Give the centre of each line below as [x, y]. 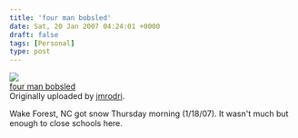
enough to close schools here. [66, 123]
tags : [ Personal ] [42, 43]
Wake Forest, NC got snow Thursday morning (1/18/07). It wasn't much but [149, 113]
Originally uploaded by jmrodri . [67, 96]
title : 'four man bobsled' [60, 18]
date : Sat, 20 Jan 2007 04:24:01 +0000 [85, 26]
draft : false [34, 34]
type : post [30, 52]
